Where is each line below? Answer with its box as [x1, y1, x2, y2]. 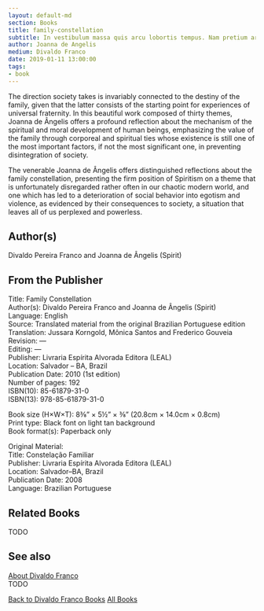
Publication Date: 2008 [8, 475, 82, 484]
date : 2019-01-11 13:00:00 [8, 56, 97, 64]
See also [8, 550, 51, 563]
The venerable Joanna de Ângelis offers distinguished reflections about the [8, 165, 253, 175]
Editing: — [8, 344, 42, 354]
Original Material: [8, 442, 64, 451]
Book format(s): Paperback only [8, 426, 112, 436]
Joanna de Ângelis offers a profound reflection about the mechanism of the [8, 116, 253, 126]
